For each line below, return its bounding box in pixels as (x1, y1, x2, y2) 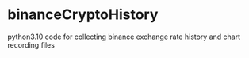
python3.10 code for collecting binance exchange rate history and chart (7, 32, 241, 41)
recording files (7, 40, 55, 49)
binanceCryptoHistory (7, 6, 159, 24)
